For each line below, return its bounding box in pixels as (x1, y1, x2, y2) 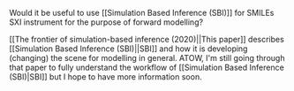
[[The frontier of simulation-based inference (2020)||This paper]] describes (9, 34, 284, 44)
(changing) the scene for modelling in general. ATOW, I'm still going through (9, 53, 285, 63)
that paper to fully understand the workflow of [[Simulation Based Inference (9, 62, 284, 72)
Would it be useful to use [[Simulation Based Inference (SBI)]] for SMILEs (9, 8, 275, 18)
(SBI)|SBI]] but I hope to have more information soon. (9, 72, 202, 82)
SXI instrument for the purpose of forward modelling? (9, 17, 204, 27)
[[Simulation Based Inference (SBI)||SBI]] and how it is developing (9, 43, 248, 54)
